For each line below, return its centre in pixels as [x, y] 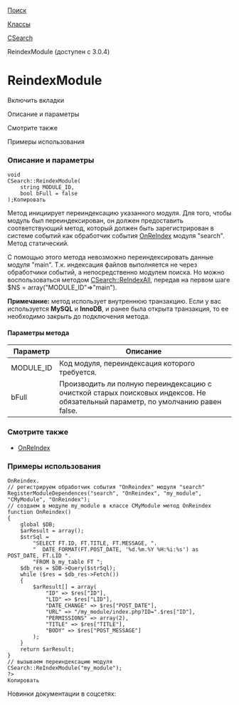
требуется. [78, 372]
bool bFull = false [49, 194]
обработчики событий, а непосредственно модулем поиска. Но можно [116, 272]
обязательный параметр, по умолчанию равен [140, 402]
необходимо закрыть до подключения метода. [79, 317]
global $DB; [38, 525]
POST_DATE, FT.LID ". [39, 556]
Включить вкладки [36, 100]
